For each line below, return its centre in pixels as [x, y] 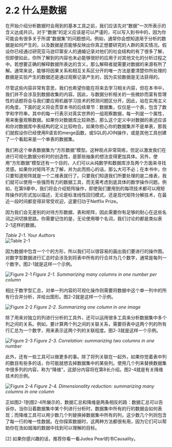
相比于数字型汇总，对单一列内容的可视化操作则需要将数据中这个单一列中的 [84, 290]
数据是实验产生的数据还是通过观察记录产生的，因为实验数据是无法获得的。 [84, 77]
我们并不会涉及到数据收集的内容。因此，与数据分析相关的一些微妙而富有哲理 [86, 94]
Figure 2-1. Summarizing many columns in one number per [95, 274]
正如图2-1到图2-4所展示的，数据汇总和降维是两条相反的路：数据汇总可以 [82, 402]
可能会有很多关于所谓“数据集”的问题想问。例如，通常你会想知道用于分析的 [84, 38]
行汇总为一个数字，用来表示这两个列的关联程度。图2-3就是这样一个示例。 [83, 330]
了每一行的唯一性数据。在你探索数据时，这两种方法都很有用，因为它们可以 [84, 421]
